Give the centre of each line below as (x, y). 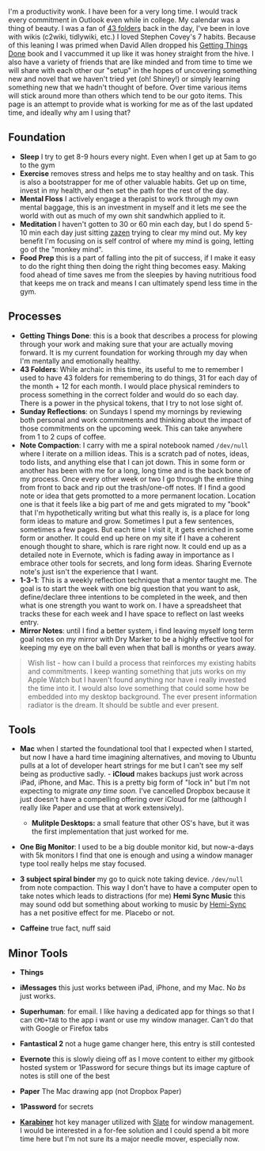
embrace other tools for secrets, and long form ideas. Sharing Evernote (136, 563)
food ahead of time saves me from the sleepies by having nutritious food (138, 274)
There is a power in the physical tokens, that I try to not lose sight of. (131, 403)
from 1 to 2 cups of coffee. (63, 436)
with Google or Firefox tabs (64, 1028)
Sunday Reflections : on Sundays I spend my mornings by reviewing (131, 411)
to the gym (37, 165)
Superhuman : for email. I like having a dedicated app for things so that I (137, 1011)
